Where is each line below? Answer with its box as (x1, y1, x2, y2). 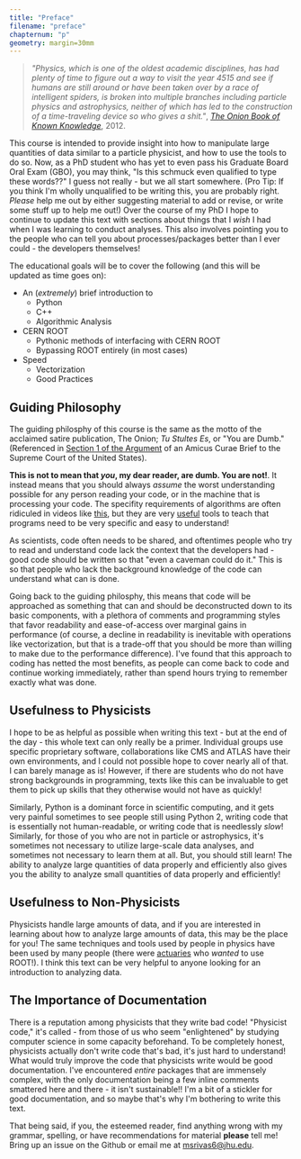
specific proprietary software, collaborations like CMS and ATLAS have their (9, 746, 291, 756)
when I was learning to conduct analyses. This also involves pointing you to (9, 224, 289, 235)
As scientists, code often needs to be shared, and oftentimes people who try (9, 535, 293, 546)
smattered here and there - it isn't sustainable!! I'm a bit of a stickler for (9, 1083, 273, 1094)
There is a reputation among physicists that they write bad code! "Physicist (9, 1017, 288, 1028)
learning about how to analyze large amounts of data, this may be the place (9, 928, 288, 939)
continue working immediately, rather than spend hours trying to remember (9, 667, 288, 678)
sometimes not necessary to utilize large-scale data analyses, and (9, 839, 254, 851)
